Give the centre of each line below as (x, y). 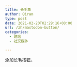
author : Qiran (19, 14)
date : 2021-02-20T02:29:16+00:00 (39, 23)
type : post (16, 18)
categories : (17, 32)
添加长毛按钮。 (20, 60)
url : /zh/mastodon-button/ (32, 28)
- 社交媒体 (19, 41)
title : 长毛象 (18, 9)
